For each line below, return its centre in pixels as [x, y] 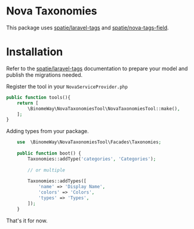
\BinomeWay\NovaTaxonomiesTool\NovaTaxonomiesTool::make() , [104, 109]
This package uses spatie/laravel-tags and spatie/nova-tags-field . [87, 28]
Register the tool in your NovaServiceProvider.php [67, 86]
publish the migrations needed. [44, 75]
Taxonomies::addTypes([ [57, 181]
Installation [35, 52]
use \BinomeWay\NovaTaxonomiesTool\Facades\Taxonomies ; [89, 142]
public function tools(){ [38, 97]
